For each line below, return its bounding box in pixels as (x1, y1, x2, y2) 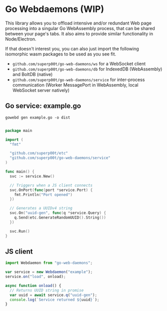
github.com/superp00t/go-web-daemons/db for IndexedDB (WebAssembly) (12, 66, 162, 72)
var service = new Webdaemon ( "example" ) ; (5, 269, 93, 274)
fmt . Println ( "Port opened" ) (14, 192, 72, 197)
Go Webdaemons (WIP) (5, 3, 104, 15)
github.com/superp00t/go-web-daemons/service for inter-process (12, 76, 145, 82)
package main (5, 128, 32, 133)
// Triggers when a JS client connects (9, 182, 93, 188)
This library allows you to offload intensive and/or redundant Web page (5, 20, 151, 26)
